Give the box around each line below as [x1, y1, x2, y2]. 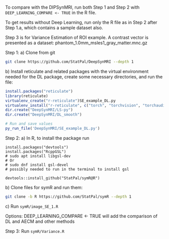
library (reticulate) [5, 93, 49, 99]
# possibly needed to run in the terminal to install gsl [5, 167, 129, 172]
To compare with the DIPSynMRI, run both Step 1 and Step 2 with [5, 5, 140, 10]
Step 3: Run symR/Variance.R [5, 228, 64, 234]
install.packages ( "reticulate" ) [5, 89, 73, 94]
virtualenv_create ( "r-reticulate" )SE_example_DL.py [5, 98, 116, 103]
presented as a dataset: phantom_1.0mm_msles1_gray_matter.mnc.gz [5, 40, 147, 46]
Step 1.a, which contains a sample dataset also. [5, 25, 103, 31]
